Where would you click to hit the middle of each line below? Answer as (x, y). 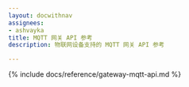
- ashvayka (26, 30)
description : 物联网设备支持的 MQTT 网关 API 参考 (87, 45)
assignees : (26, 23)
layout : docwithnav (40, 15)
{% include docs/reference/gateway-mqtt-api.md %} (95, 74)
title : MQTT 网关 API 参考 (50, 38)
